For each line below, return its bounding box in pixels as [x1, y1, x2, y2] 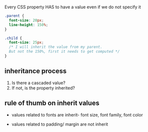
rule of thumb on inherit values [4, 99, 100, 107]
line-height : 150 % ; [9, 22, 49, 27]
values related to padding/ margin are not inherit [11, 121, 108, 127]
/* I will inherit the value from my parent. [9, 44, 103, 50]
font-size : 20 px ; [9, 18, 44, 23]
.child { [4, 36, 22, 41]
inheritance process [4, 67, 67, 75]
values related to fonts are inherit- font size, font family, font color [11, 112, 143, 117]
